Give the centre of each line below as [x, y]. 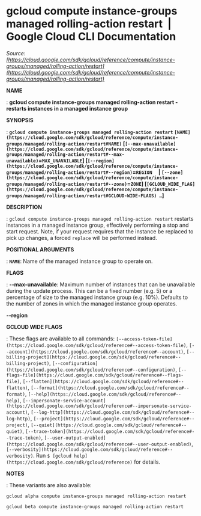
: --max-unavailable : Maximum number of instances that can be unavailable [101, 284]
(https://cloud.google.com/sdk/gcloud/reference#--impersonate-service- [99, 406]
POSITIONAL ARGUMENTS [40, 249]
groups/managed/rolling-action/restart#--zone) [67, 184]
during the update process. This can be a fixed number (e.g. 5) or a [89, 290]
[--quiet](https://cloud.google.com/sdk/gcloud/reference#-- [109, 425]
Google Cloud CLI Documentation [91, 37]
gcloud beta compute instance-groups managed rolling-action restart [95, 506]
